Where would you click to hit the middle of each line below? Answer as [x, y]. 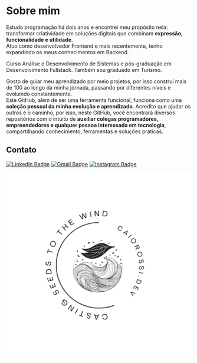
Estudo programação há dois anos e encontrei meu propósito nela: [87, 27]
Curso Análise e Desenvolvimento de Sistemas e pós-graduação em [89, 64]
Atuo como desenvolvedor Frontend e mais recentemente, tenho [85, 46]
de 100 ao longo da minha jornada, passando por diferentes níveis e [88, 87]
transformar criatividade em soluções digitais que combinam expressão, [94, 33]
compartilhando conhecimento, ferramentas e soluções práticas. [85, 131]
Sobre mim [33, 11]
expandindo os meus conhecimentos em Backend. [68, 52]
